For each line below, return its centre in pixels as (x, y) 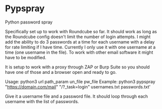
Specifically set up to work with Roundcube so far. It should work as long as (81, 31)
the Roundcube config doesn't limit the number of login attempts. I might (78, 37)
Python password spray (29, 22)
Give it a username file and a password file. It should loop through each (77, 96)
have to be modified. (26, 57)
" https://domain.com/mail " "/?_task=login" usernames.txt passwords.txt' (78, 87)
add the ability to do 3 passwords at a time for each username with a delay (80, 42)
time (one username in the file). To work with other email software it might (79, 52)
